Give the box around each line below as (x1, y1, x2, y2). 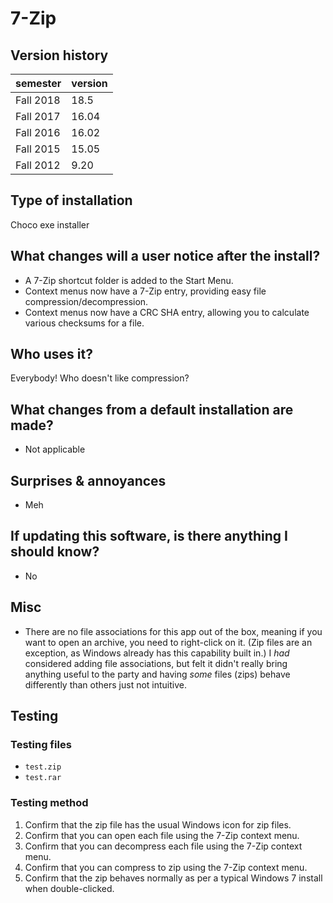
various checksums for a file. (24, 317, 145, 329)
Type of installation (10, 192, 133, 209)
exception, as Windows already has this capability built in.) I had (24, 647, 290, 659)
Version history (10, 47, 109, 64)
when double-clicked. (24, 882, 115, 894)
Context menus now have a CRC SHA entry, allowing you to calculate (24, 306, 310, 318)
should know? (10, 543, 100, 561)
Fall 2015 (15, 142, 61, 156)
